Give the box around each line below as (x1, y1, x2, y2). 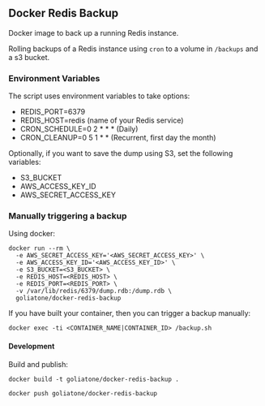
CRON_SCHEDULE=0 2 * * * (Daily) (19, 124, 139, 134)
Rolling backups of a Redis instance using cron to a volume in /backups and (8, 44, 259, 54)
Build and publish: (8, 359, 69, 369)
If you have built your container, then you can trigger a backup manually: (8, 309, 251, 318)
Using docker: (8, 229, 55, 239)
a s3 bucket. (8, 52, 50, 62)
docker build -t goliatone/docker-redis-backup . (8, 375, 180, 383)
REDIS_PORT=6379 (19, 107, 86, 117)
